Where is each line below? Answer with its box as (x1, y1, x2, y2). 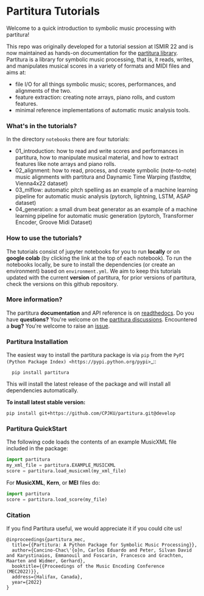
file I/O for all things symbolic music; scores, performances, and (15, 81, 177, 88)
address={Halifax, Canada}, (12, 574, 83, 580)
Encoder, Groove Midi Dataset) (15, 218, 93, 226)
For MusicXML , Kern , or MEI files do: (6, 479, 100, 486)
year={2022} (12, 580, 43, 586)
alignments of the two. (15, 87, 72, 94)
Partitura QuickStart (6, 425, 67, 433)
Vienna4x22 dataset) (15, 180, 68, 187)
